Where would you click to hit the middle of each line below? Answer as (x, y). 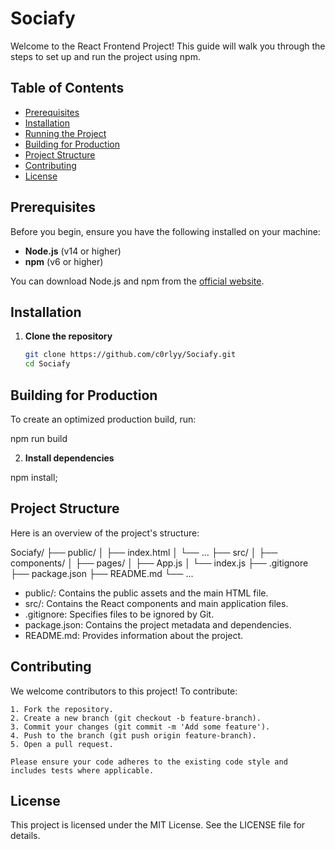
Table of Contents (67, 88)
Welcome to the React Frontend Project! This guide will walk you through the (168, 46)
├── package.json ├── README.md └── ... (102, 573)
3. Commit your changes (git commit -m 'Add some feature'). (140, 727)
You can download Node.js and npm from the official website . (137, 281)
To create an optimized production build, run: (103, 419)
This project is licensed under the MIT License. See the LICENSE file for (158, 825)
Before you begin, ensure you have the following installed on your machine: (165, 231)
